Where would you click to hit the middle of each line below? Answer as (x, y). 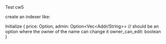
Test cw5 (14, 7)
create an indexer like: (28, 17)
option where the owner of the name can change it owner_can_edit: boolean (83, 31)
